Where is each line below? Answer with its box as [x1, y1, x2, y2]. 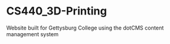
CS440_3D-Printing [6, 4, 107, 18]
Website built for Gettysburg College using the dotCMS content [6, 24, 165, 31]
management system [6, 30, 59, 37]
